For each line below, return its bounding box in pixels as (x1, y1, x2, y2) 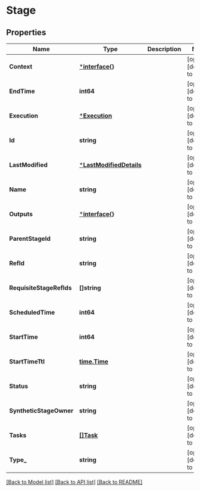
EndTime (9, 87, 35, 95)
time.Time (79, 358, 109, 365)
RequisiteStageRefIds (9, 284, 72, 292)
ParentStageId (9, 235, 51, 243)
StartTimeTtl (9, 358, 45, 365)
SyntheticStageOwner (9, 406, 74, 415)
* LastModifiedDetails (79, 161, 142, 169)
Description (147, 45, 182, 53)
